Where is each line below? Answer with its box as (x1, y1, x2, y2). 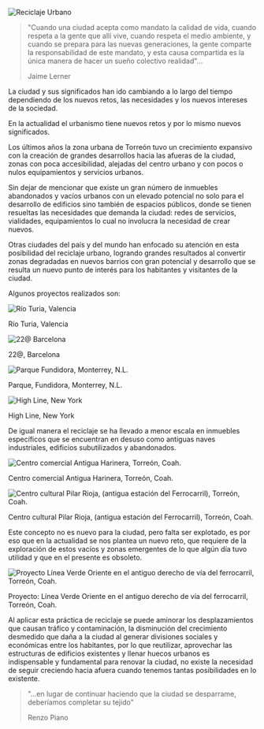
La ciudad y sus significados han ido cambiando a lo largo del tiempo (8, 87, 233, 96)
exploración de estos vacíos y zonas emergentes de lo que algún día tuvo (8, 545, 247, 553)
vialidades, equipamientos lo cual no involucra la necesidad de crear (8, 217, 231, 225)
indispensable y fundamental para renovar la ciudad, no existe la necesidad (8, 657, 254, 666)
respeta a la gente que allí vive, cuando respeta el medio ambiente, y (27, 32, 251, 40)
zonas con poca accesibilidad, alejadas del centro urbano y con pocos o (8, 159, 244, 169)
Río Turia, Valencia (8, 319, 69, 329)
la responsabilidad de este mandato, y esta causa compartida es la (27, 48, 245, 57)
